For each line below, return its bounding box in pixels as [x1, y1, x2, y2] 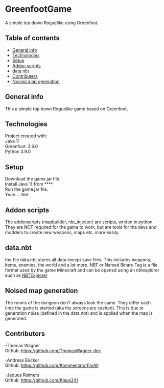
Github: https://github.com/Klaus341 [5, 377, 78, 383]
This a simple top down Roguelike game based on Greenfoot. [5, 106, 128, 112]
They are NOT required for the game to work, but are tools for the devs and [5, 224, 157, 230]
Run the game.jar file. [5, 186, 48, 192]
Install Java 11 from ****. [5, 181, 54, 187]
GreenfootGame [5, 3, 72, 15]
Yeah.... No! [5, 192, 28, 198]
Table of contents [5, 34, 60, 42]
